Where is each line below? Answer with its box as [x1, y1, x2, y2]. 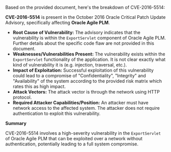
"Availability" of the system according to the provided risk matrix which [12, 78, 162, 84]
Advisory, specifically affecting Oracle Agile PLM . [5, 20, 110, 25]
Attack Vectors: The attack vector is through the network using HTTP [12, 89, 160, 95]
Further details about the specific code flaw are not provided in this [12, 40, 155, 46]
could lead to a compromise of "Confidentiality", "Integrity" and [12, 73, 146, 78]
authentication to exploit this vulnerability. [12, 110, 101, 116]
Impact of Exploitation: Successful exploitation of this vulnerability [12, 67, 154, 73]
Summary [5, 120, 27, 126]
